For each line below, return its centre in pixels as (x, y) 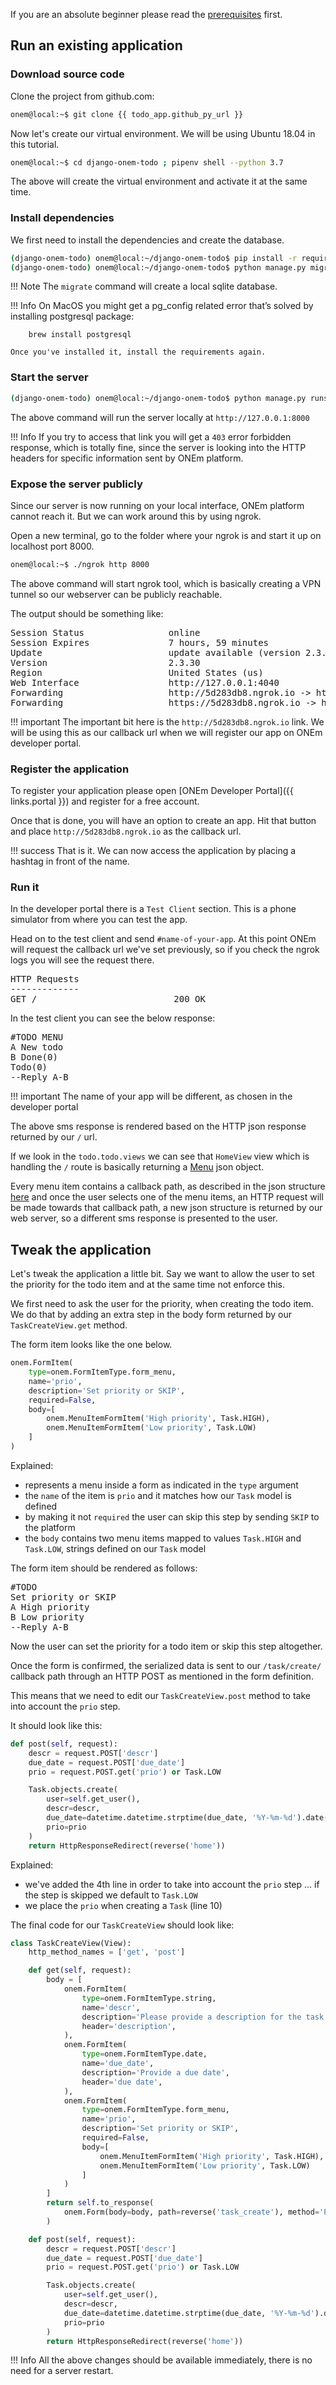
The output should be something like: (87, 613)
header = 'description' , (129, 2026)
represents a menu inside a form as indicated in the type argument (161, 1485)
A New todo (37, 1047)
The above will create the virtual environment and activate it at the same (159, 181)
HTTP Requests (45, 979)
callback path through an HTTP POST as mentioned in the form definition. (162, 1676)
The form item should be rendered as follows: (104, 1568)
